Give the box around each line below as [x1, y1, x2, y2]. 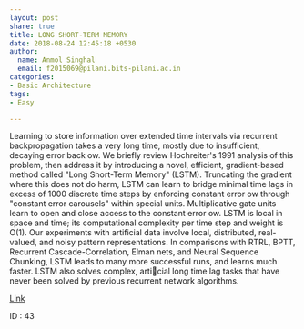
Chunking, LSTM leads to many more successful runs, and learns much [9, 256, 278, 267]
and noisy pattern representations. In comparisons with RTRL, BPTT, [39, 237, 296, 248]
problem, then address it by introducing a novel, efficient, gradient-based [9, 160, 284, 171]
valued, [9, 237, 38, 248]
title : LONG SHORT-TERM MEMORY [9, 30, 128, 39]
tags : [9, 89, 30, 98]
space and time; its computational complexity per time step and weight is [9, 217, 284, 228]
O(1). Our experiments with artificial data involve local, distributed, [9, 227, 257, 238]
